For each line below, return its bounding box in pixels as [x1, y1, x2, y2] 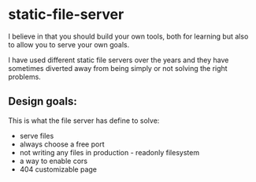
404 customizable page [19, 164, 97, 174]
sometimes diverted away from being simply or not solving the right [8, 63, 228, 72]
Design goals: [8, 95, 77, 108]
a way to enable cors [19, 156, 88, 165]
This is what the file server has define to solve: [8, 116, 160, 125]
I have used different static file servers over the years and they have [8, 55, 229, 65]
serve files [19, 131, 54, 140]
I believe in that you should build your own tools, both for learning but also [8, 32, 249, 41]
